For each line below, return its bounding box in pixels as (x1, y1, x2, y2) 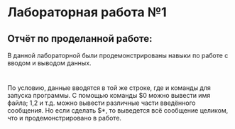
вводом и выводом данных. (7, 59, 92, 67)
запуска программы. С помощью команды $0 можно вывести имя (7, 91, 211, 100)
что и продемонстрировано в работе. (7, 114, 122, 123)
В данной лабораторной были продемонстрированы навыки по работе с (7, 51, 229, 60)
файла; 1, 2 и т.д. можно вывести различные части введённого (7, 99, 196, 107)
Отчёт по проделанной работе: (7, 33, 153, 45)
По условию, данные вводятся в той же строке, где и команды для (7, 84, 211, 92)
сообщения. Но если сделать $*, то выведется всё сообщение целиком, (7, 106, 229, 115)
